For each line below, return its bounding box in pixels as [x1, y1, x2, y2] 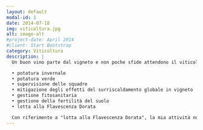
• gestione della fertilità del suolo [11, 98, 110, 104]
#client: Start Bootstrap [6, 43, 71, 49]
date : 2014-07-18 [6, 20, 50, 26]
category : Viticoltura [6, 48, 63, 54]
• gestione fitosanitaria [11, 93, 77, 99]
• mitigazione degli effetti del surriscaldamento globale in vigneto [11, 87, 193, 93]
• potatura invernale [11, 70, 66, 76]
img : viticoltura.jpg [6, 25, 61, 32]
